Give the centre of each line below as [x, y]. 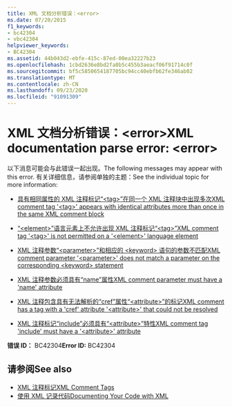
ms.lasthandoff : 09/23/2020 [48, 90]
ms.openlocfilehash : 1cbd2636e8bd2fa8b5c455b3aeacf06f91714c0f [100, 65]
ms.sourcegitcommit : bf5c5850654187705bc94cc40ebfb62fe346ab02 [100, 71]
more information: [32, 184]
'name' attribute [40, 287]
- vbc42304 [23, 39]
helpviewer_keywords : [38, 46]
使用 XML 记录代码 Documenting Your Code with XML [93, 396]
